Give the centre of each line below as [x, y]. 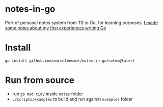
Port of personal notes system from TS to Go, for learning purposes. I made [81, 23]
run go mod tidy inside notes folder [48, 94]
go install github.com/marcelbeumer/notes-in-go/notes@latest [70, 61]
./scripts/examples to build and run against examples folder [72, 99]
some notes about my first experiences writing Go [56, 27]
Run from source [40, 80]
